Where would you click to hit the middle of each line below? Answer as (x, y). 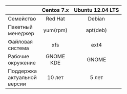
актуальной (22, 77)
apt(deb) (97, 30)
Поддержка (23, 71)
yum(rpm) (55, 30)
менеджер (21, 33)
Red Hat (56, 19)
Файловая (20, 42)
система (18, 48)
